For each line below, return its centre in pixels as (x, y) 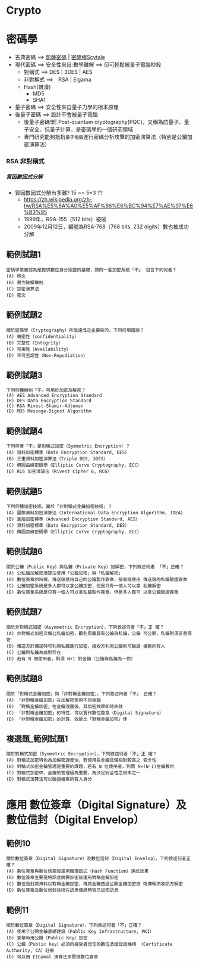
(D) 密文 (16, 295)
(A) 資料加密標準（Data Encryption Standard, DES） (68, 453)
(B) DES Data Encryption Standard (49, 401)
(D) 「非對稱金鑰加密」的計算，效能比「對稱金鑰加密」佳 (67, 719)
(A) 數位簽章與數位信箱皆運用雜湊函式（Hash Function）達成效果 (78, 871)
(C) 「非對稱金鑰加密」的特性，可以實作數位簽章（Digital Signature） (85, 713)
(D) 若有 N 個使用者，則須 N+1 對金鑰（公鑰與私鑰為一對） (71, 659)
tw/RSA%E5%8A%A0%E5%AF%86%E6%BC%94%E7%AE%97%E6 (108, 206)
